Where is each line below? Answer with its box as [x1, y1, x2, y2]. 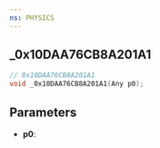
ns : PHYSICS [9, 13, 55, 23]
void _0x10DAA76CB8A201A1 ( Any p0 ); [9, 79, 145, 89]
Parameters [9, 104, 77, 120]
